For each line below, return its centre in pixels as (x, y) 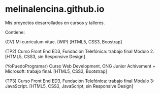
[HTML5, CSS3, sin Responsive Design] (45, 56)
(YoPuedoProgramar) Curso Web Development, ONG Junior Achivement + (80, 66)
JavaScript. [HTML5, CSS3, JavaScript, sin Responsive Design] (69, 86)
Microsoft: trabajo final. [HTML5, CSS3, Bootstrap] (56, 71)
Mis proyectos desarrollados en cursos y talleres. (55, 23)
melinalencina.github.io (55, 9)
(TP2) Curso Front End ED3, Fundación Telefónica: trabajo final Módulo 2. (80, 51)
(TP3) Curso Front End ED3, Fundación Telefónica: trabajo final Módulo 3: (80, 81)
